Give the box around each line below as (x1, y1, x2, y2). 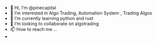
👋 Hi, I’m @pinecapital (10, 5, 56, 10)
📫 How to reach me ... (10, 26, 57, 32)
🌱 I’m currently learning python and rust (10, 15, 93, 21)
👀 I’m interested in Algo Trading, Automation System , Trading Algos (10, 10, 152, 16)
